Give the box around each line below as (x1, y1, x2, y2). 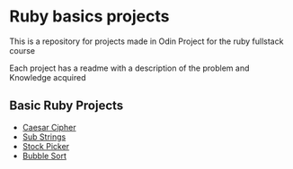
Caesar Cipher (22, 122, 76, 132)
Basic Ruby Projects (9, 98, 124, 114)
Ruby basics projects (9, 6, 170, 27)
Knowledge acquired (9, 72, 86, 82)
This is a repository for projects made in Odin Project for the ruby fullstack (9, 36, 284, 46)
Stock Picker (22, 140, 70, 151)
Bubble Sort (22, 150, 67, 161)
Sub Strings (22, 131, 67, 142)
